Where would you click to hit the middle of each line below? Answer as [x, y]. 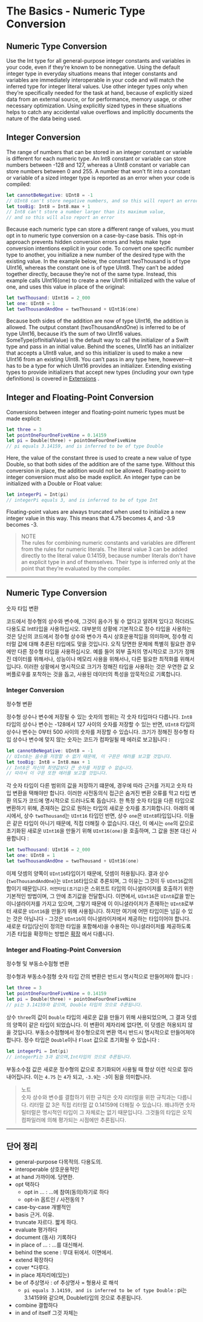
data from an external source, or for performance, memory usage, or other [99, 99]
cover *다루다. [32, 1268]
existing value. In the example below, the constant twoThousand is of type [98, 262]
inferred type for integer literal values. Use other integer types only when [97, 86]
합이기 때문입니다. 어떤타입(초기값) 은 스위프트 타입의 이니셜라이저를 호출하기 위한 [100, 888]
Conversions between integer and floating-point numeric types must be [95, 412]
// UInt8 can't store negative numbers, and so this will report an [94, 201]
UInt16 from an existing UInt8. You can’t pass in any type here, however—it [99, 359]
